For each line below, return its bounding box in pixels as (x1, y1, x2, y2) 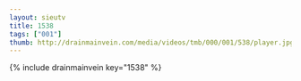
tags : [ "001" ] (9, 29, 63, 38)
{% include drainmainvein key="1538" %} (9, 62, 162, 73)
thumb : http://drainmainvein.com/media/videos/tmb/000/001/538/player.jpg (9, 37, 295, 47)
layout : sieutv (9, 12, 66, 22)
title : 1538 (9, 21, 54, 30)
